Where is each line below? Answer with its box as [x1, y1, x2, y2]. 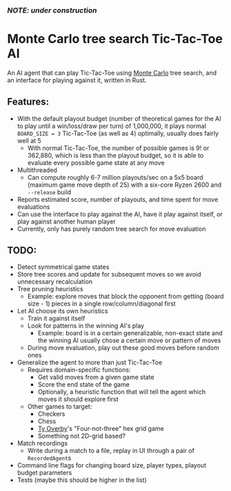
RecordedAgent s [27, 454, 72, 462]
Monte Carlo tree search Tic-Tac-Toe [7, 31, 223, 47]
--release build [27, 187, 72, 196]
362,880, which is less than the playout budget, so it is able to [27, 151, 204, 159]
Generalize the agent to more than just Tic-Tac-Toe [17, 358, 163, 367]
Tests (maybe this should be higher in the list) [17, 476, 147, 484]
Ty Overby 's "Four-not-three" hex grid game [37, 425, 164, 433]
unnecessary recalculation [17, 277, 93, 286]
